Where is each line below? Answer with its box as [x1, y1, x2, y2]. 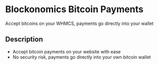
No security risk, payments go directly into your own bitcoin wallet [12, 54, 151, 60]
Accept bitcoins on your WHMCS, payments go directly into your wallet [5, 20, 154, 26]
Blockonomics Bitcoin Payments [5, 4, 144, 15]
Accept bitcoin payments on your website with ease [12, 48, 121, 54]
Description [5, 35, 43, 44]
